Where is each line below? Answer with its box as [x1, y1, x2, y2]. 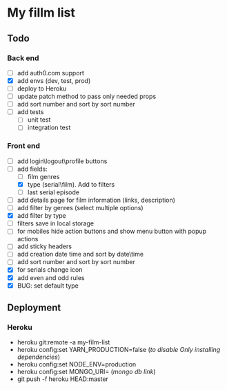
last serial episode [27, 188, 79, 196]
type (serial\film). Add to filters [27, 180, 115, 188]
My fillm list [7, 5, 76, 21]
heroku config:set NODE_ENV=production [17, 360, 137, 369]
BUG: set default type [17, 281, 79, 290]
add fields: [17, 165, 48, 173]
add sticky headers [17, 242, 72, 250]
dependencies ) [17, 353, 61, 361]
